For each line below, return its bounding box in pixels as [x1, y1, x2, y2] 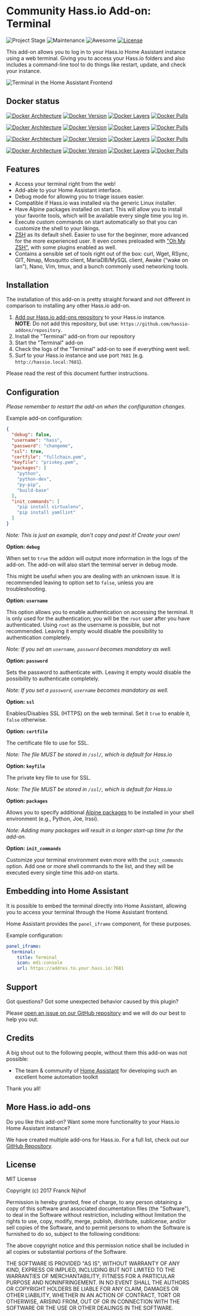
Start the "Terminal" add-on [14, 339, 84, 346]
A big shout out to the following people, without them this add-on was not [6, 1049, 187, 1056]
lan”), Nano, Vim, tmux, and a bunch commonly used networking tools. [14, 262, 189, 270]
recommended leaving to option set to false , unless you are [6, 579, 154, 586]
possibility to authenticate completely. [6, 674, 100, 682]
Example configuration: [6, 932, 64, 939]
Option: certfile [6, 728, 48, 735]
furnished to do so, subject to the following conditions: [6, 1230, 140, 1238]
